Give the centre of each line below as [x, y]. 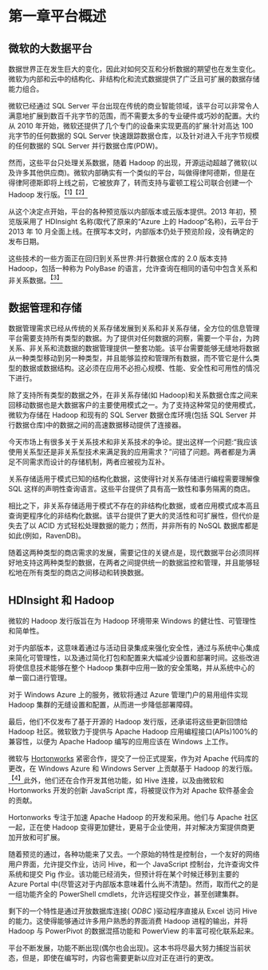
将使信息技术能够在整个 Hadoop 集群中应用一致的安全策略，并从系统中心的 [132, 668]
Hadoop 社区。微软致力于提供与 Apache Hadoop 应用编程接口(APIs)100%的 [133, 731]
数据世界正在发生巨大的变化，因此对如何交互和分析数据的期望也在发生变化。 [134, 69]
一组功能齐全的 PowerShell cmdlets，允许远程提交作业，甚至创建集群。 [126, 893]
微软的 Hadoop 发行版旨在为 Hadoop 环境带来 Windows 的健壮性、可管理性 [132, 621]
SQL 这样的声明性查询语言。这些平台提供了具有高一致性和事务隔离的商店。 [132, 489]
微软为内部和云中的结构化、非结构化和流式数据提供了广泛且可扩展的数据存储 [134, 79]
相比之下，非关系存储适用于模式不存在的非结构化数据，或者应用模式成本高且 [134, 506]
